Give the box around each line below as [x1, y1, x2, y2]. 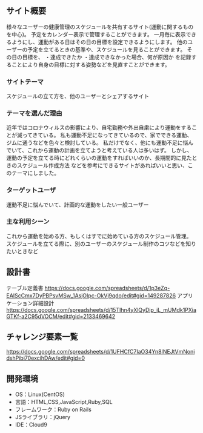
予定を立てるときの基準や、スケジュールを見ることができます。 [27, 45, 186, 53]
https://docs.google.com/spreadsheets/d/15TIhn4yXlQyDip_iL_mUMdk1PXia [6, 306, 197, 313]
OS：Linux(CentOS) [15, 391, 65, 398]
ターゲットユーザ [6, 186, 56, 194]
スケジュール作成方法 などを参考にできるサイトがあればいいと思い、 [16, 162, 188, 169]
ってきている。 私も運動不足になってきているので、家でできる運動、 [22, 131, 193, 139]
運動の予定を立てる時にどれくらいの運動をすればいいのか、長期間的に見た [6, 154, 192, 162]
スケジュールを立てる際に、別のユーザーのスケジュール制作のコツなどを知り [6, 240, 197, 247]
